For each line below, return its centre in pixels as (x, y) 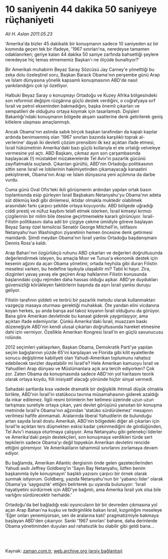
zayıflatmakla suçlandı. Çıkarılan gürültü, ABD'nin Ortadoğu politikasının (79, 164)
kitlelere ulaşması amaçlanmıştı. (38, 122)
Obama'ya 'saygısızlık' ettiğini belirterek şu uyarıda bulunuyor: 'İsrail (76, 484)
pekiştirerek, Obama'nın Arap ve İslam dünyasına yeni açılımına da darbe (80, 174)
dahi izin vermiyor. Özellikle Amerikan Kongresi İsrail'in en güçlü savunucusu (84, 332)
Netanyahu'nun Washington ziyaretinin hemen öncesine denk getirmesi (79, 232)
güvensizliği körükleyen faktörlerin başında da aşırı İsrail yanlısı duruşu (78, 285)
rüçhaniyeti (30, 20)
